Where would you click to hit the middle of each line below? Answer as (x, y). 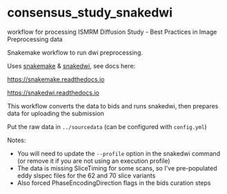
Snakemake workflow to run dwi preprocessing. (75, 52)
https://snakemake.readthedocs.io (56, 79)
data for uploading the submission (56, 113)
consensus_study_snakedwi (90, 13)
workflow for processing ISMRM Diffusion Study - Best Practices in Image (112, 32)
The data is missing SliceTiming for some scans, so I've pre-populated (117, 168)
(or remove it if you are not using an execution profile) (93, 161)
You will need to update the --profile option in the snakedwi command (119, 153)
